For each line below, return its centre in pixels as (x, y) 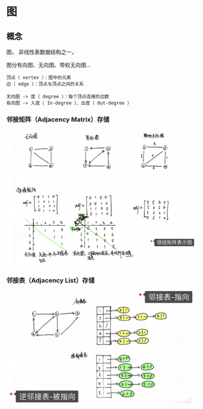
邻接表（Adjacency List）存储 (51, 280)
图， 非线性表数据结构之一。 (42, 52)
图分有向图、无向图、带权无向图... (49, 65)
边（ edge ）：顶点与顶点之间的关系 (45, 84)
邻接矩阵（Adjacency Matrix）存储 (58, 119)
